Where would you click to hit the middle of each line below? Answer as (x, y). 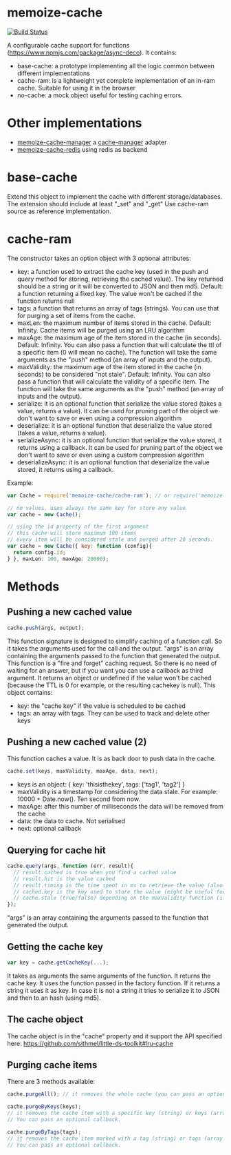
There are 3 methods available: (51, 1082)
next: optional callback (49, 829)
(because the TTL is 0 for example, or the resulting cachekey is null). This (111, 685)
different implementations (54, 73)
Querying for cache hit (56, 850)
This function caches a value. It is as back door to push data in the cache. (112, 759)
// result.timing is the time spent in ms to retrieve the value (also (118, 885)
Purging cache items (52, 1065)
